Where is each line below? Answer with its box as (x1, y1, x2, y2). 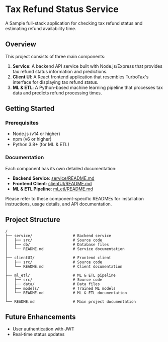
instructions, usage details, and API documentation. (5, 201, 112, 207)
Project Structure (5, 215, 60, 224)
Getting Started (5, 104, 55, 113)
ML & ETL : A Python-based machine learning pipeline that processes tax (12, 84, 163, 90)
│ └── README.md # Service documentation (5, 246, 125, 252)
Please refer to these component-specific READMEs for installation (5, 195, 144, 201)
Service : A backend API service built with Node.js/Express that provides (12, 63, 162, 69)
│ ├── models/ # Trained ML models (5, 286, 116, 291)
